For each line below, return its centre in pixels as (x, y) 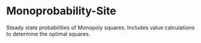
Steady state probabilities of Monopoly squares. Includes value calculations (100, 27)
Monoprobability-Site (61, 11)
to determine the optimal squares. (48, 33)
